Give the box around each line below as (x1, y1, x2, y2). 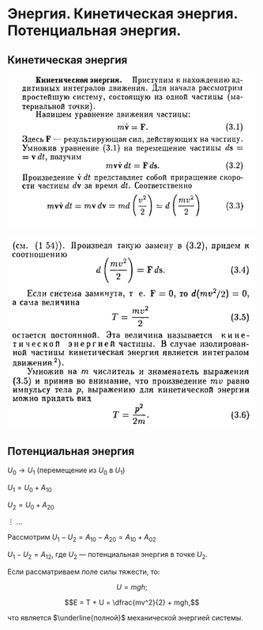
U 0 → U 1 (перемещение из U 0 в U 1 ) (7, 465, 126, 476)
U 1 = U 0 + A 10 (7, 483, 52, 494)
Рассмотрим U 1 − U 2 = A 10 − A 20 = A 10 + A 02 (7, 533, 156, 544)
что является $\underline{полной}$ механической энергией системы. (7, 613, 244, 623)
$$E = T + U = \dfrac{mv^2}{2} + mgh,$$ (64, 598, 200, 607)
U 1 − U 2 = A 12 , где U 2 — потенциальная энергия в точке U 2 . (7, 550, 209, 561)
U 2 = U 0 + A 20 (7, 500, 54, 511)
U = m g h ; (116, 582, 148, 592)
